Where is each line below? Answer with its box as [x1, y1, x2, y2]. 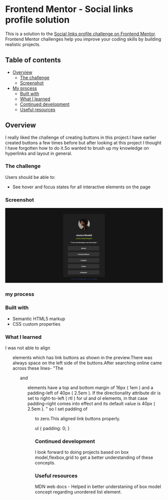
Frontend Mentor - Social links [5, 4, 133, 15]
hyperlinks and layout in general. [5, 150, 72, 156]
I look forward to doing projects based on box [34, 449, 129, 455]
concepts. [34, 460, 56, 466]
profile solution [5, 14, 70, 26]
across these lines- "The [12, 365, 63, 371]
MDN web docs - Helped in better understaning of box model [34, 483, 161, 489]
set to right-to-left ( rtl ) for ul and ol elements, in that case [27, 395, 148, 401]
